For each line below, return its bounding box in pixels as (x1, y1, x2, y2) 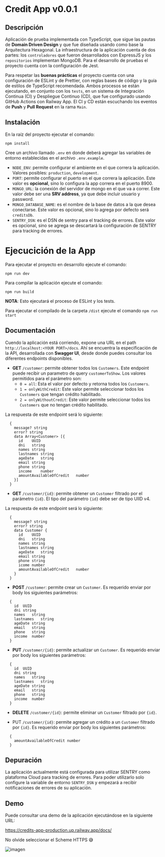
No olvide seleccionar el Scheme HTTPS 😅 (5, 837, 94, 843)
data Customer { (14, 528, 48, 533)
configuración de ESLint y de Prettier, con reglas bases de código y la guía (5, 78, 157, 83)
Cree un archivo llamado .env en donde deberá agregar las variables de (5, 150, 151, 156)
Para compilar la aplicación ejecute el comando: (5, 280, 103, 286)
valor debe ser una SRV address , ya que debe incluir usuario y (12, 191, 140, 197)
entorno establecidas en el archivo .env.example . (5, 155, 105, 161)
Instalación (5, 118, 41, 127)
